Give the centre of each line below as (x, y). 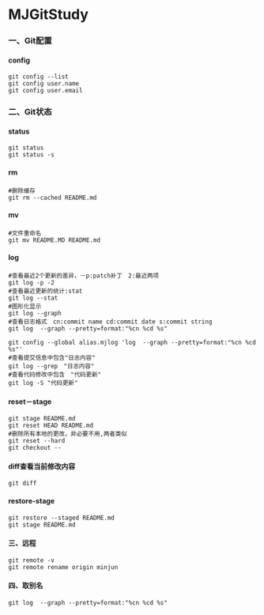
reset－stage (30, 402)
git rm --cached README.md (53, 198)
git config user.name (44, 84)
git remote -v (32, 560)
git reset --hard (37, 441)
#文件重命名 (25, 233)
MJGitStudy (49, 15)
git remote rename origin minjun (63, 567)
